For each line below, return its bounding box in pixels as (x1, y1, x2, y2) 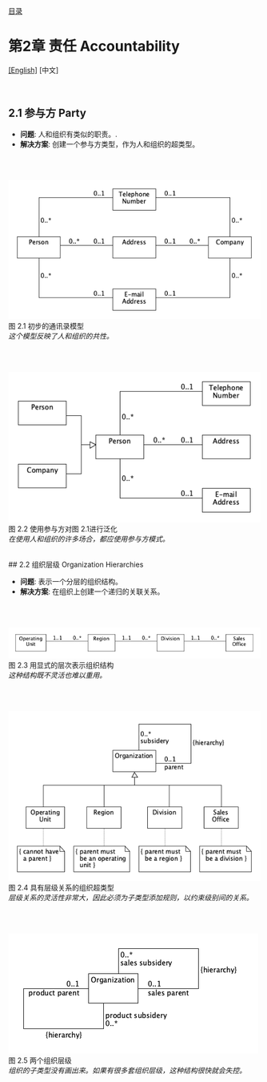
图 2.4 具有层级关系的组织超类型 (8, 883, 114, 893)
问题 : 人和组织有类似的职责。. (19, 129, 118, 139)
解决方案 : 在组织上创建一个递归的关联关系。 (19, 587, 165, 596)
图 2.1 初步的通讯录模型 (8, 321, 84, 330)
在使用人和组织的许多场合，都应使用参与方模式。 (8, 535, 169, 544)
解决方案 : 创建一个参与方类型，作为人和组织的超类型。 (19, 139, 200, 149)
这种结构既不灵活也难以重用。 (8, 671, 106, 680)
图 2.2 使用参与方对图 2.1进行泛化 (8, 524, 118, 534)
